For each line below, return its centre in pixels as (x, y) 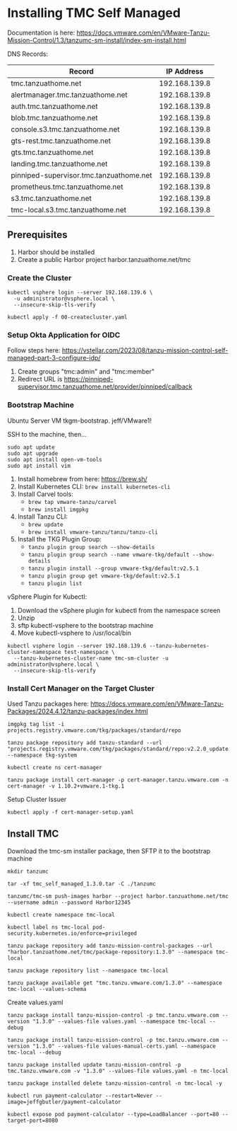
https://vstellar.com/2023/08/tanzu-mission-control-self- (145, 350)
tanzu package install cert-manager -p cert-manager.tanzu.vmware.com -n (118, 780)
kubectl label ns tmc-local (49, 927)
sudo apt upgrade (33, 453)
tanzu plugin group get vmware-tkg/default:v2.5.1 (104, 576)
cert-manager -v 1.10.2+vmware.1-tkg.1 (66, 786)
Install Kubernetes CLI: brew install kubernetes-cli (94, 486)
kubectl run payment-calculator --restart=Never (80, 1096)
